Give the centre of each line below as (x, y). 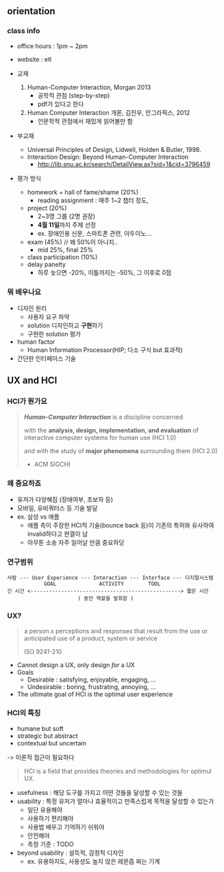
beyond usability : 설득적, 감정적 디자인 (70, 853)
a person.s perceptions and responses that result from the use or (116, 631)
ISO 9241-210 (43, 651)
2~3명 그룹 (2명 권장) (66, 216)
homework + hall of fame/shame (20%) (83, 192)
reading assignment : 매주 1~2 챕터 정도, (93, 200)
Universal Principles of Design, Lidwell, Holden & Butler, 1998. (114, 149)
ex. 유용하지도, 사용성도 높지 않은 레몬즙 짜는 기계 (94, 861)
